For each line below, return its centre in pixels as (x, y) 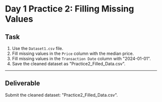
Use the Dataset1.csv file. (38, 48)
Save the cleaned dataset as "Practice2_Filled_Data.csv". (69, 64)
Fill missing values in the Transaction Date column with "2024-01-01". (81, 58)
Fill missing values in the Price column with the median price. (73, 53)
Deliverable (22, 83)
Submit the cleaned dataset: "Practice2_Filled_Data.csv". (61, 95)
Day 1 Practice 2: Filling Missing (69, 9)
